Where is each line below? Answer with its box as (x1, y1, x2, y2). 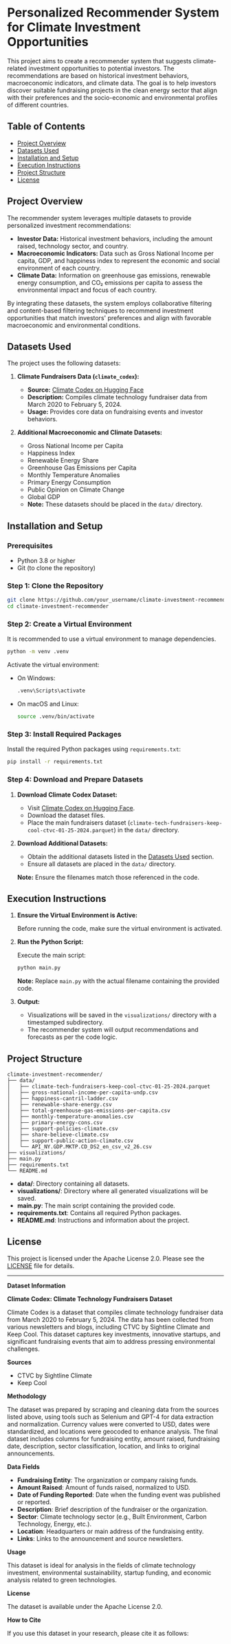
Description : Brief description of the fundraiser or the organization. (16, 1505, 208, 1513)
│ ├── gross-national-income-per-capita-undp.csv (7, 1089, 158, 1096)
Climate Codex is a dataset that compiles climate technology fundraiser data (7, 1308, 223, 1316)
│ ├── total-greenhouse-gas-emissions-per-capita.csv (7, 1107, 170, 1114)
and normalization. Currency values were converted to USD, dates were (7, 1420, 210, 1428)
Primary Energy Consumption (27, 478, 111, 487)
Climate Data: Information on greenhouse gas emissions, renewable (16, 271, 211, 280)
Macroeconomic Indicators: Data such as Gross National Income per (16, 249, 214, 257)
